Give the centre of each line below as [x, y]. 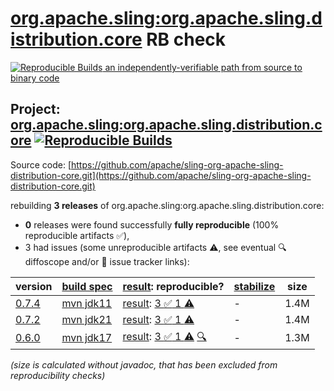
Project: [35, 109]
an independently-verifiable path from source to [203, 67]
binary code [35, 78]
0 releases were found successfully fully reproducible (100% [152, 224]
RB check [186, 39]
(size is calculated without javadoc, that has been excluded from [144, 364]
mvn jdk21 [87, 319]
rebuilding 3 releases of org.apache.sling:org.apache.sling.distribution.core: [167, 205]
